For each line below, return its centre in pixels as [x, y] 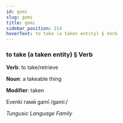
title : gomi [21, 23]
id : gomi [17, 12]
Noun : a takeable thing [34, 79]
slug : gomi [20, 17]
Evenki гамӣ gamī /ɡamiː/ [37, 102]
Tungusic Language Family [39, 113]
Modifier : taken [25, 90]
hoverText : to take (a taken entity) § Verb [62, 34]
